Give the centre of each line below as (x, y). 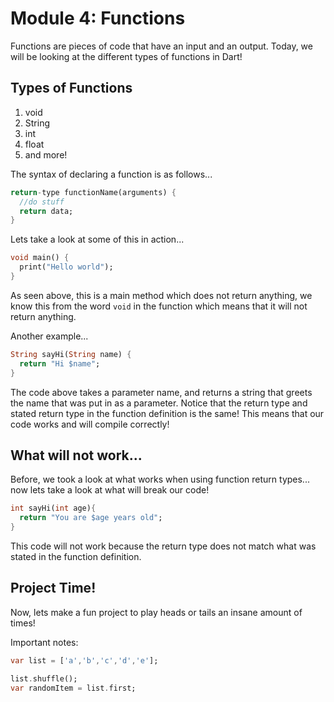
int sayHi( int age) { (53, 508)
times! (23, 623)
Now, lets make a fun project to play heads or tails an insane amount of (156, 612)
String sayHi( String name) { (71, 354)
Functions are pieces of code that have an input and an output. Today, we (161, 46)
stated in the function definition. (76, 556)
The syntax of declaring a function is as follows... (111, 174)
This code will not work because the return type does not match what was (163, 546)
